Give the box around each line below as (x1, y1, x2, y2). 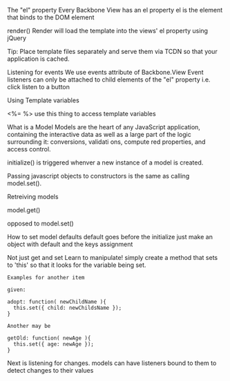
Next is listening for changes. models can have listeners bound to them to (7, 359, 217, 367)
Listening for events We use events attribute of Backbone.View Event (7, 68, 204, 76)
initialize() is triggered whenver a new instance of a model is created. (7, 158, 204, 167)
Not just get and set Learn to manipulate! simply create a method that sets (7, 254, 218, 261)
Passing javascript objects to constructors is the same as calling (7, 172, 190, 180)
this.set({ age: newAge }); (13, 341, 95, 348)
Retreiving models (7, 193, 59, 201)
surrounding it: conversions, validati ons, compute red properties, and (7, 138, 206, 146)
